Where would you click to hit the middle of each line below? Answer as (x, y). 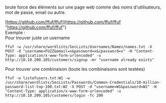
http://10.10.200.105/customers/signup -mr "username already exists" (80, 60)
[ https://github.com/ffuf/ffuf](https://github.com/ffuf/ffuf (63, 22)
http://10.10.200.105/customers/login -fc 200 (54, 96)
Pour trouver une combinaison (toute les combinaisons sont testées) (75, 69)
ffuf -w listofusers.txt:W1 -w (38, 78)
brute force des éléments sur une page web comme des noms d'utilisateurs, (83, 7)
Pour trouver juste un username (38, 38)
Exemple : (15, 32)
